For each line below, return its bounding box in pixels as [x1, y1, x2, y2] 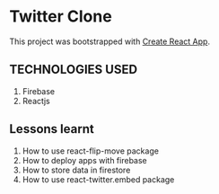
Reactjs [22, 95, 51, 106]
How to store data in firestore [22, 164, 131, 175]
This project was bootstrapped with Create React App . [9, 36, 211, 47]
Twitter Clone [9, 6, 112, 27]
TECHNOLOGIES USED [9, 62, 137, 77]
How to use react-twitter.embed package [22, 173, 175, 185]
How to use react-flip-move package [22, 145, 160, 156]
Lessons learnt [9, 121, 94, 137]
